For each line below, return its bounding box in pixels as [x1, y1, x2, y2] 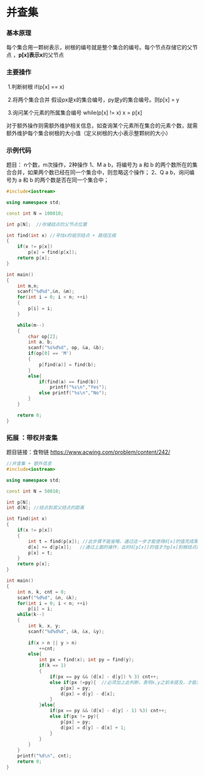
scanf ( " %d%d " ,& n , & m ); [17, 288, 75, 295]
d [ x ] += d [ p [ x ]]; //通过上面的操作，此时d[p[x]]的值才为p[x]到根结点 [28, 544, 197, 550]
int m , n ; [17, 283, 39, 289]
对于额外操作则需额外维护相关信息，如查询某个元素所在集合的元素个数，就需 [6, 122, 198, 129]
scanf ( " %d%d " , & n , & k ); [17, 594, 78, 601]
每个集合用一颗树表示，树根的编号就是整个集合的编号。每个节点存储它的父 [6, 44, 192, 51]
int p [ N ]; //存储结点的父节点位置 [6, 221, 87, 227]
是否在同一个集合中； [55, 176, 109, 184]
